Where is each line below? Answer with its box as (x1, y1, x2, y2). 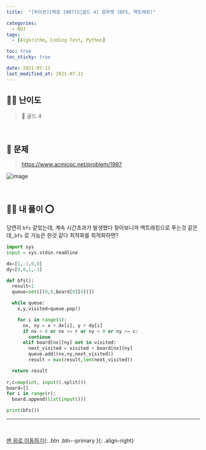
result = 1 (12, 283, 34, 289)
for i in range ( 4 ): (17, 317, 67, 323)
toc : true (6, 48, 32, 55)
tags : (6, 31, 20, 37)
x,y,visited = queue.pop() (17, 306, 81, 312)
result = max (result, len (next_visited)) (28, 357, 133, 363)
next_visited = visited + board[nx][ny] (28, 345, 133, 352)
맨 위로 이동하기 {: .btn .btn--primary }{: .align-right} (6, 437, 134, 444)
